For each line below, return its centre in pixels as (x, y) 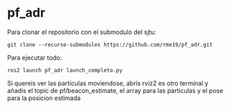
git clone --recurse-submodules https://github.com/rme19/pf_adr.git (110, 44)
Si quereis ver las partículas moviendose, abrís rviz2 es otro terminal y (108, 83)
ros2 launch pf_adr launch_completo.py (65, 70)
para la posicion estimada (44, 98)
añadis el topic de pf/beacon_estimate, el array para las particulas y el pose (115, 90)
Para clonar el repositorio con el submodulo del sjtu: (82, 32)
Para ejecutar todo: (35, 58)
